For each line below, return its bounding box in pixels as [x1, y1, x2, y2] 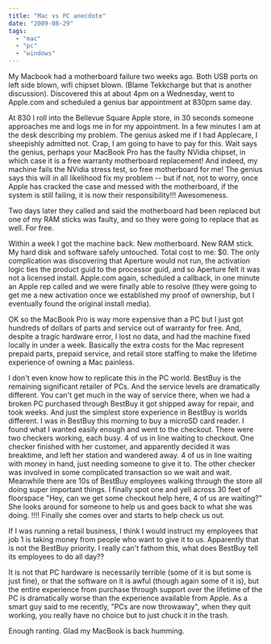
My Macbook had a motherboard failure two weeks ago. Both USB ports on [8, 72, 258, 81]
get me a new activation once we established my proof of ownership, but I [8, 290, 255, 300]
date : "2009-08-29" [8, 19, 74, 27]
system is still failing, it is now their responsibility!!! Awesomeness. [8, 191, 228, 200]
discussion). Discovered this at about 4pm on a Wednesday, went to [8, 89, 235, 98]
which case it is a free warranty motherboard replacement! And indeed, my [8, 156, 258, 166]
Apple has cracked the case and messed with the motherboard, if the [8, 182, 239, 191]
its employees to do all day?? [8, 552, 105, 562]
